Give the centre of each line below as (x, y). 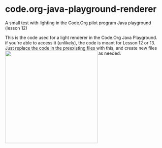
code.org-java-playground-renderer (81, 9)
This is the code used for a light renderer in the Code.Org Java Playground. (81, 37)
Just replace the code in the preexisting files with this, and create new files (81, 48)
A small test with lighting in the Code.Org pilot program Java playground (78, 23)
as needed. (110, 53)
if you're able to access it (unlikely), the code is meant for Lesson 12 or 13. (80, 42)
